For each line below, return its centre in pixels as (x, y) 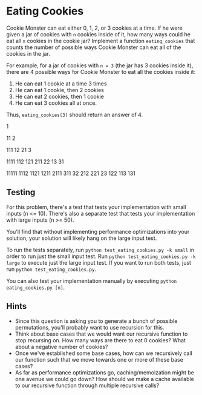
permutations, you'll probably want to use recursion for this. (90, 327)
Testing (21, 192)
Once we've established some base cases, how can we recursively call (103, 353)
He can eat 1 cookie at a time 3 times (61, 84)
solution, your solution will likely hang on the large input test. (82, 238)
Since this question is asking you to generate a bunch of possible (96, 321)
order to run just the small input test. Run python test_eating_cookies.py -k (101, 256)
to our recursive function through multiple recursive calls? (87, 385)
